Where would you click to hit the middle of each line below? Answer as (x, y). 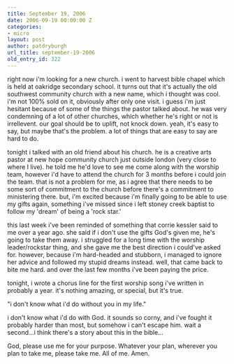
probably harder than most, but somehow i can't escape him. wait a (104, 325)
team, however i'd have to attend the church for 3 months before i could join (117, 174)
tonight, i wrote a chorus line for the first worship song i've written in (105, 283)
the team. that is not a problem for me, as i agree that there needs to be (110, 182)
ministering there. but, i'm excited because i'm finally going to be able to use (117, 196)
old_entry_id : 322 (34, 59)
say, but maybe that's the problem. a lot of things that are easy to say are (112, 131)
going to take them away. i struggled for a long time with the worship (106, 240)
